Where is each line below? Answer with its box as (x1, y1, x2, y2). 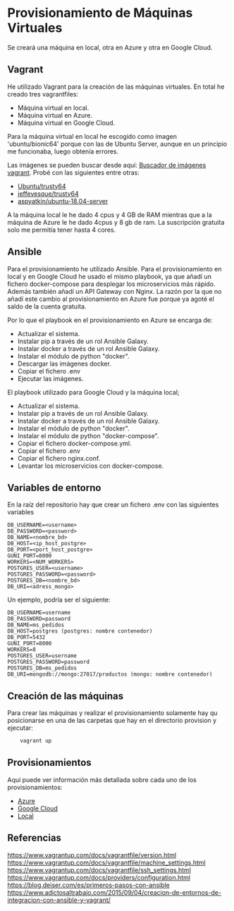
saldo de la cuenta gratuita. (7, 302, 87, 311)
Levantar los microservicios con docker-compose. (17, 461, 164, 470)
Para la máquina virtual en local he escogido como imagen (7, 132, 178, 140)
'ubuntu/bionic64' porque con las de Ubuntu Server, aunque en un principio (7, 140, 228, 148)
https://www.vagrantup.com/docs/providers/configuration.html (7, 873, 190, 881)
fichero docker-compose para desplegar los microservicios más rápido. (7, 280, 216, 288)
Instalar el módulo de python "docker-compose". (17, 431, 159, 440)
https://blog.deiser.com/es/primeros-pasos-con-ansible (7, 881, 171, 889)
